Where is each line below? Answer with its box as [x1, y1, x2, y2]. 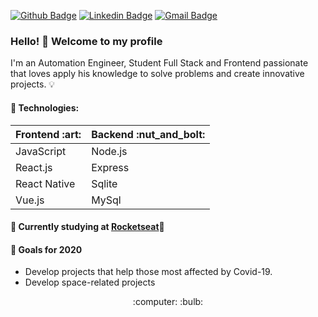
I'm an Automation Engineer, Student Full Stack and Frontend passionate [10, 57, 309, 69]
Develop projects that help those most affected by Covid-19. [24, 266, 273, 278]
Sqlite [91, 176, 118, 190]
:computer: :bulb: [132, 296, 204, 308]
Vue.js [15, 193, 45, 207]
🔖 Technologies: [10, 101, 80, 114]
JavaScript [15, 144, 67, 158]
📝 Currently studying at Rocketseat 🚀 [10, 221, 165, 233]
